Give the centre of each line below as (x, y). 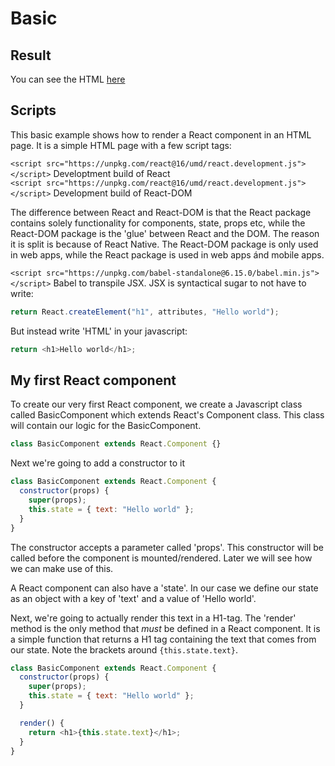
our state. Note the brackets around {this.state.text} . (124, 649)
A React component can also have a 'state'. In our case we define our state (164, 588)
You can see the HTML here (68, 79)
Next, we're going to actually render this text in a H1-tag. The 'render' (153, 618)
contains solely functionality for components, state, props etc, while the (158, 223)
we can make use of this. (62, 568)
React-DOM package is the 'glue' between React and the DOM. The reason (165, 233)
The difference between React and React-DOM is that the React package (161, 212)
